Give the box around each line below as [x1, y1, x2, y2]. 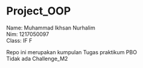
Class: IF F [6, 37, 33, 44]
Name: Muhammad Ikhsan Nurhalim [6, 24, 95, 31]
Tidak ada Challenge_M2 [6, 55, 68, 62]
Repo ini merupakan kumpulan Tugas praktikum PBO [6, 48, 138, 55]
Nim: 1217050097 [6, 30, 49, 37]
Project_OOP [6, 4, 71, 18]
